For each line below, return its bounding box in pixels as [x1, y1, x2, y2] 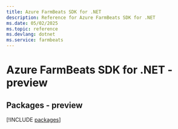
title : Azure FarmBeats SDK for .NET [6, 8, 102, 15]
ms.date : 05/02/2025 [6, 20, 59, 26]
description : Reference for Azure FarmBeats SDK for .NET [6, 15, 156, 21]
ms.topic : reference [6, 25, 59, 32]
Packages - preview [6, 100, 83, 110]
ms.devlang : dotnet [6, 31, 56, 38]
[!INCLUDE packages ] [6, 116, 61, 123]
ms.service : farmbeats [6, 37, 64, 43]
